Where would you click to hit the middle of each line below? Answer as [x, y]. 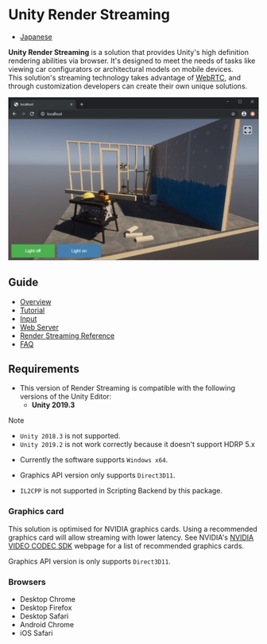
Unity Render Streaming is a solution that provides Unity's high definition [128, 52]
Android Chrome [46, 624]
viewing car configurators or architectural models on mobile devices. [121, 69]
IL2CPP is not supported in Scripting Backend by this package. [121, 491]
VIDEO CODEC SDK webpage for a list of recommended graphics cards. [126, 546]
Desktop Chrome [47, 599]
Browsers [27, 582]
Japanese [36, 37]
